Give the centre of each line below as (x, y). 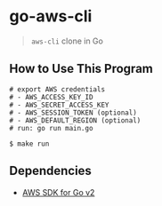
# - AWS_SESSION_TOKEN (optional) (73, 113)
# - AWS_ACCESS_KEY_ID (51, 97)
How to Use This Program (81, 69)
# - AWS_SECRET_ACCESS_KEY (59, 105)
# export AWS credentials (57, 89)
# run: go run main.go (51, 128)
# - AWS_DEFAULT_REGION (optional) (75, 120)
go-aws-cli (51, 16)
